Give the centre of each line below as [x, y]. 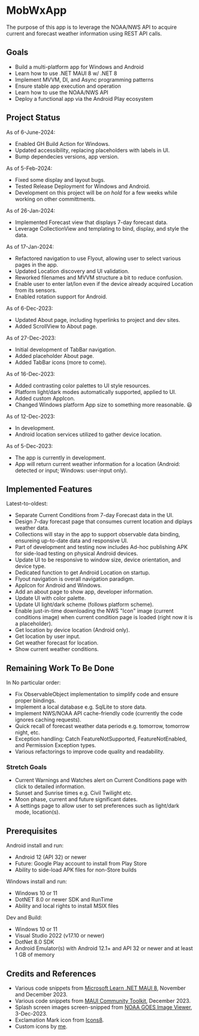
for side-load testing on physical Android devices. [76, 554]
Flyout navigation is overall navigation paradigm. [75, 579]
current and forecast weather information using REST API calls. [84, 33]
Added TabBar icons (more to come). [61, 362]
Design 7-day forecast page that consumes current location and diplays [104, 522]
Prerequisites [32, 831]
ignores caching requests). [48, 720]
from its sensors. [36, 290]
